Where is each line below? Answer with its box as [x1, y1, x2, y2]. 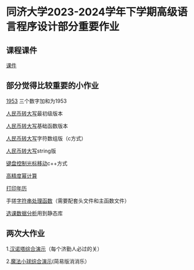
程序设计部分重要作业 [16, 20, 120, 33]
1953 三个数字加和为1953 [6, 97, 67, 104]
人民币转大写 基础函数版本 [6, 122, 68, 129]
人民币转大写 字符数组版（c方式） [6, 134, 86, 141]
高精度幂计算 [6, 172, 37, 179]
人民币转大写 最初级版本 [6, 110, 63, 117]
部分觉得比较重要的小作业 [6, 80, 99, 91]
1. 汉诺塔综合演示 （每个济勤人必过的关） [6, 245, 103, 252]
